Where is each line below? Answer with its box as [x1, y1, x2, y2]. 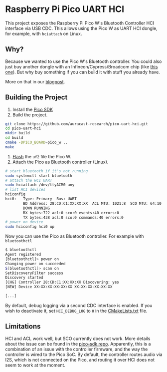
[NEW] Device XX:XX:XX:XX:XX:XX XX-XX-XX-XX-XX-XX [5, 285, 113, 290]
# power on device [5, 220, 43, 225]
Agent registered [5, 252, 41, 257]
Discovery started [5, 275, 43, 280]
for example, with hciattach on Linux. [5, 30, 82, 36]
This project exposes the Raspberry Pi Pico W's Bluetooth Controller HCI [5, 20, 155, 26]
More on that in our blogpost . [5, 78, 65, 84]
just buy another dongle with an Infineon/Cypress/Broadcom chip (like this [5, 63, 158, 69]
